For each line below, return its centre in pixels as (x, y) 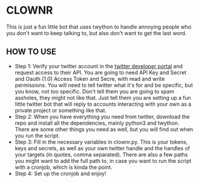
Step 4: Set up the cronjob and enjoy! (60, 173)
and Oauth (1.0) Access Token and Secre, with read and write (90, 78)
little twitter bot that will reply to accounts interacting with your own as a (103, 104)
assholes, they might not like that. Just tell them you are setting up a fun (103, 97)
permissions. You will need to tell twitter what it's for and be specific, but (104, 85)
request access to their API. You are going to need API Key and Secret (100, 72)
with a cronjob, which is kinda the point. (64, 167)
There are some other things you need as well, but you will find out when (104, 129)
